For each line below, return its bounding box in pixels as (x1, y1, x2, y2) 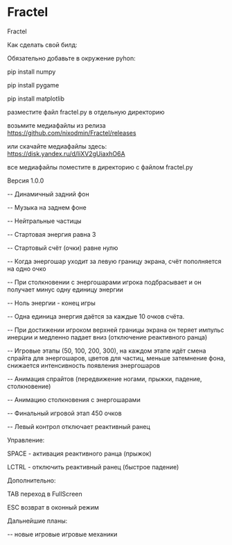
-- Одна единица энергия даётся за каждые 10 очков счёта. (7, 312, 185, 320)
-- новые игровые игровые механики (7, 530, 118, 538)
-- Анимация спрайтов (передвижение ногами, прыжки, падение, (7, 374, 202, 383)
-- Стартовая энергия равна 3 (7, 230, 96, 238)
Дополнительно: (7, 476, 57, 485)
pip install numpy (7, 67, 56, 76)
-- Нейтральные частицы (7, 217, 82, 225)
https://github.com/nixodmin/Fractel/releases (7, 128, 136, 137)
